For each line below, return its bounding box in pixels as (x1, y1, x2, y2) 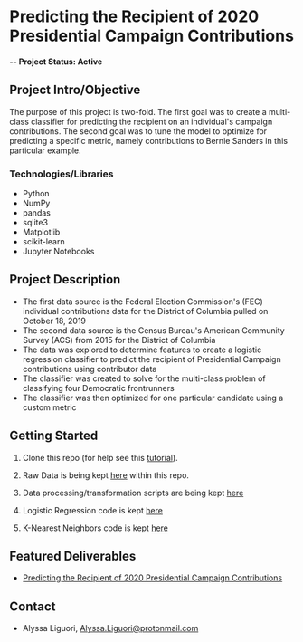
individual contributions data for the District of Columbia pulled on (22, 305, 269, 316)
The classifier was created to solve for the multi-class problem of (22, 373, 266, 384)
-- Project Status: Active (9, 56, 103, 67)
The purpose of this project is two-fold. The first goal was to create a (9, 106, 267, 117)
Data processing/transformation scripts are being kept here (22, 487, 244, 498)
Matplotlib (22, 226, 61, 237)
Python (22, 187, 50, 198)
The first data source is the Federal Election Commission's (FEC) (22, 296, 264, 307)
